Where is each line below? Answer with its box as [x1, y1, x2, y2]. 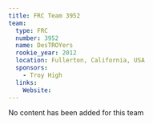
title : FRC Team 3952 [8, 11, 81, 20]
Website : [22, 86, 52, 94]
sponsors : [15, 64, 48, 72]
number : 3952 [15, 34, 59, 42]
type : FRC [15, 26, 48, 34]
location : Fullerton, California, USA [15, 57, 146, 65]
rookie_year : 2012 [15, 49, 78, 57]
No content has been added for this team [8, 108, 144, 118]
